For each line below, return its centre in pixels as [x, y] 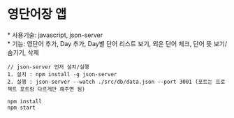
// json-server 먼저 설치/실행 [48, 67]
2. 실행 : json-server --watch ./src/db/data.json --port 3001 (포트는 [110, 82]
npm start [22, 108]
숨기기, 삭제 [23, 52]
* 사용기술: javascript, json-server [55, 35]
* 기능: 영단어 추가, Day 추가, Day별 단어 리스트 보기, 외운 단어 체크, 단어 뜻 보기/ [117, 43]
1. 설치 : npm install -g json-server [62, 74]
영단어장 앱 [37, 14]
